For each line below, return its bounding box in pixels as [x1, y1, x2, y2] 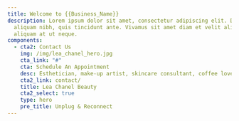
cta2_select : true [20, 90, 75, 97]
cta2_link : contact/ [20, 76, 81, 84]
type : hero [20, 97, 53, 104]
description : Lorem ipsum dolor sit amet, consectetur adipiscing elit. [7, 17, 228, 24]
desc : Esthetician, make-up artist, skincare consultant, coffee [20, 70, 218, 77]
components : [7, 37, 43, 44]
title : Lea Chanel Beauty [20, 83, 97, 90]
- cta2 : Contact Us [14, 43, 72, 51]
